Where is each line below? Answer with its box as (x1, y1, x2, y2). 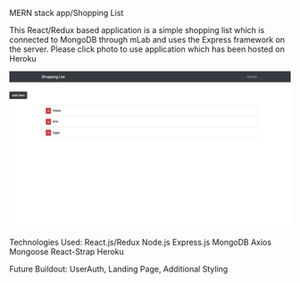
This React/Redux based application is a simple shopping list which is (9, 25, 265, 35)
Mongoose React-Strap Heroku (9, 246, 125, 257)
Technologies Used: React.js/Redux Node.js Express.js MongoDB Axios (9, 237, 272, 248)
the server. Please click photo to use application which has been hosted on (9, 44, 286, 54)
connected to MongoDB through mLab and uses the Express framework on (9, 35, 286, 45)
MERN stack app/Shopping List (9, 8, 124, 18)
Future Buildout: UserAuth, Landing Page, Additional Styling (9, 263, 229, 275)
